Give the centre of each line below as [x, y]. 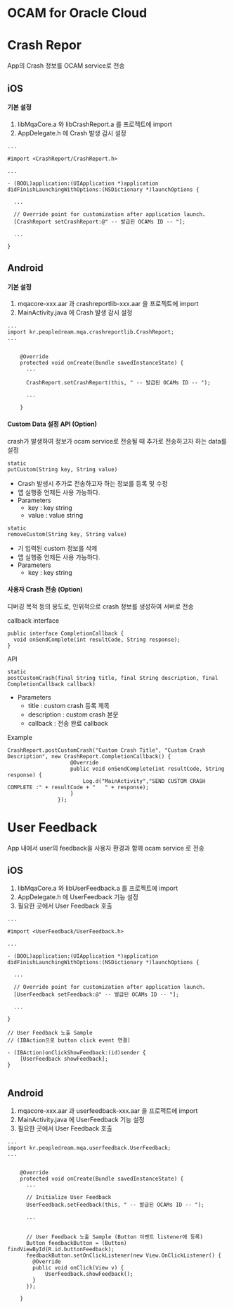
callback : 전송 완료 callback [68, 723]
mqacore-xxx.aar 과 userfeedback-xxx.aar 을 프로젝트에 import [108, 1111]
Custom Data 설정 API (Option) [52, 424]
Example [20, 737]
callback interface [33, 620]
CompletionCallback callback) [52, 684]
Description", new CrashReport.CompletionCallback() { [89, 756]
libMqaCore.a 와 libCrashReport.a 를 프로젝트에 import [95, 124]
